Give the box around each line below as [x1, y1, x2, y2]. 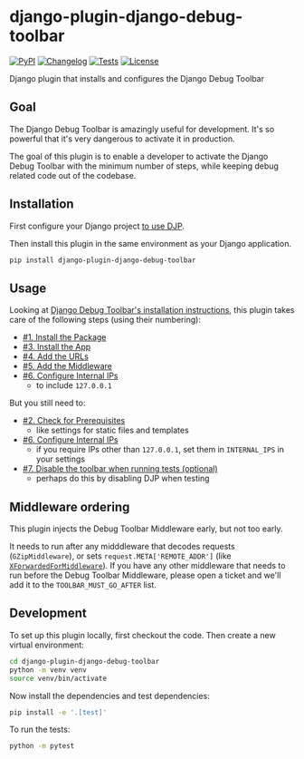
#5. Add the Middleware [22, 361, 113, 372]
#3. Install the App [22, 342, 91, 353]
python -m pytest [9, 742, 75, 751]
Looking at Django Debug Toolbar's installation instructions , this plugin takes [9, 305, 296, 316]
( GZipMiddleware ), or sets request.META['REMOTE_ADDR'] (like [9, 550, 233, 561]
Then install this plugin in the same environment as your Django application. [9, 238, 292, 248]
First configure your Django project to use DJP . [9, 220, 185, 231]
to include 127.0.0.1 [35, 380, 112, 391]
